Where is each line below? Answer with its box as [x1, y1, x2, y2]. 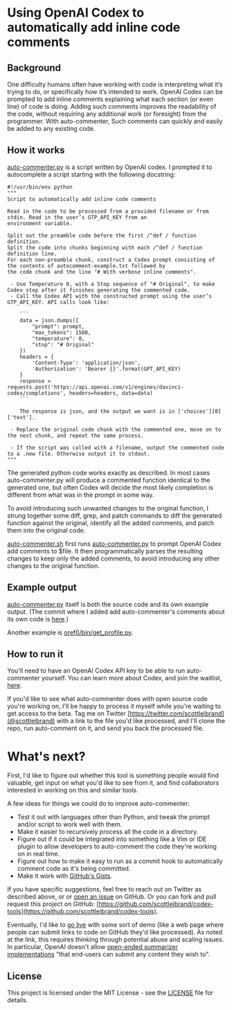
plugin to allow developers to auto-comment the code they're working [17, 842, 217, 851]
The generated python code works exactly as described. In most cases [7, 468, 210, 477]
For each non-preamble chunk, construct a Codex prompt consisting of [7, 256, 215, 263]
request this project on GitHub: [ [7, 900, 99, 908]
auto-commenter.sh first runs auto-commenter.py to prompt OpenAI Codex [7, 539, 222, 548]
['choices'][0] [177, 407, 222, 415]
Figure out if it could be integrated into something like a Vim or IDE [17, 835, 207, 843]
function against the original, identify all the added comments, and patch [7, 518, 215, 527]
